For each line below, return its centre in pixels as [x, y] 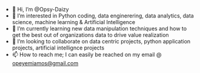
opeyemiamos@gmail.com [45, 63]
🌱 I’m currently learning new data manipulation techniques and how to [99, 28]
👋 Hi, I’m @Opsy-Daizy [40, 9]
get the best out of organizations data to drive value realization [90, 35]
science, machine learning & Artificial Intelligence [74, 22]
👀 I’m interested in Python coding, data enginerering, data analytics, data [103, 16]
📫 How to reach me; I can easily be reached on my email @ [87, 55]
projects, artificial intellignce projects [58, 48]
